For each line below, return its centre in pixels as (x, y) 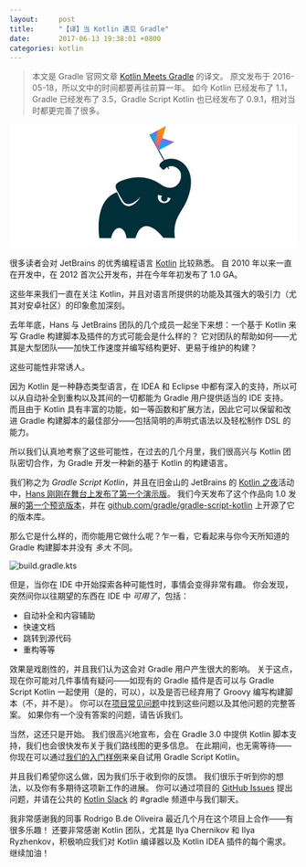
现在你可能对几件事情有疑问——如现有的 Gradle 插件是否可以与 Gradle (142, 680)
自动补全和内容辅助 (59, 615)
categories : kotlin (47, 48)
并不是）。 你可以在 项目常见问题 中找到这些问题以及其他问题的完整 (164, 703)
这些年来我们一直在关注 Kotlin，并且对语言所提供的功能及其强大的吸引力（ (149, 293)
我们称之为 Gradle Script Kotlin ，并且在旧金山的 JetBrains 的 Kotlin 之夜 (144, 482)
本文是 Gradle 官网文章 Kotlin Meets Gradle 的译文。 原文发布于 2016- (163, 77)
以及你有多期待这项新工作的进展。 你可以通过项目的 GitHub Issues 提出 (159, 788)
